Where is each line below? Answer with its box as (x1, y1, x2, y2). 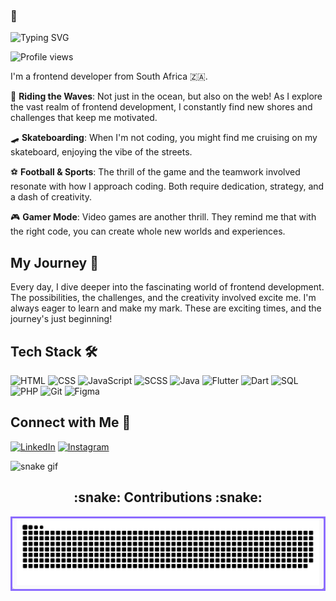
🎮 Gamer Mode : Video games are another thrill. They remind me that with (10, 211, 317, 223)
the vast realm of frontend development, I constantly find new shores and (10, 101, 313, 113)
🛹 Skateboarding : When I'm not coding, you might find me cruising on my (10, 132, 318, 144)
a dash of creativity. (10, 191, 92, 203)
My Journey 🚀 (10, 254, 99, 271)
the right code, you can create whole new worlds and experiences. (10, 225, 286, 238)
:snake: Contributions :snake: (73, 489, 263, 506)
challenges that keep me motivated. (10, 112, 158, 124)
